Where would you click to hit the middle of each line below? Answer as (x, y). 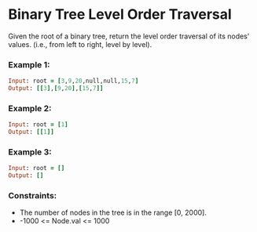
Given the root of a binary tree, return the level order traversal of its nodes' (129, 36)
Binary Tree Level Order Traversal (120, 14)
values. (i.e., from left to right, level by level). (80, 44)
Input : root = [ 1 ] (38, 125)
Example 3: (30, 152)
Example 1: (29, 64)
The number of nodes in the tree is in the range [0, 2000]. (113, 212)
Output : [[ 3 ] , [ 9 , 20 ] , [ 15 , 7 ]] (56, 89)
